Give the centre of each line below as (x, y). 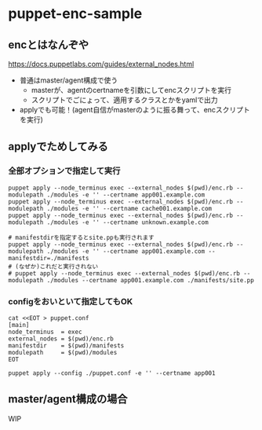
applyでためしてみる (58, 147)
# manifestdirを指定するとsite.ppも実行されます (81, 237)
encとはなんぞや (48, 44)
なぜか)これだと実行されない (58, 266)
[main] (19, 325)
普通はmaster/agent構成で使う (69, 80)
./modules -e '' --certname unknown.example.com (128, 222)
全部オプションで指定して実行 (64, 171)
